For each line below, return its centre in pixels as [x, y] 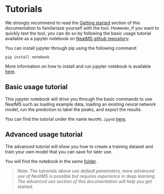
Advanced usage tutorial [44, 135]
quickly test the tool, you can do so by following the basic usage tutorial [78, 33]
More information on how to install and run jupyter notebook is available [78, 66]
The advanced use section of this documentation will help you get [84, 181]
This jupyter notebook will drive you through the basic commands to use [79, 99]
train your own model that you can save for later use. [59, 152]
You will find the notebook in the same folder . [51, 161]
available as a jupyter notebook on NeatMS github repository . [67, 39]
